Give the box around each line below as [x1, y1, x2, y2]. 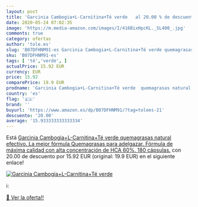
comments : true [6, 31, 44, 36]
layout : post [6, 8, 38, 15]
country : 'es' [6, 91, 41, 96]
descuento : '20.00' [6, 112, 54, 118]
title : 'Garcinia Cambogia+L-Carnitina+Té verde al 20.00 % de [6, 14, 170, 20]
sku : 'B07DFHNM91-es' [6, 52, 60, 58]
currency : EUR [6, 69, 41, 75]
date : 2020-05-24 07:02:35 [6, 19, 72, 25]
